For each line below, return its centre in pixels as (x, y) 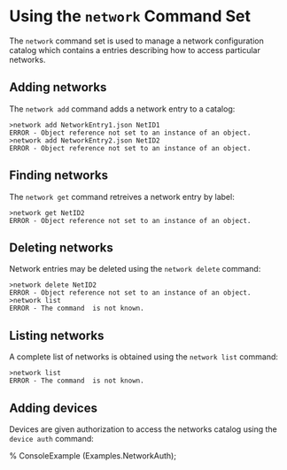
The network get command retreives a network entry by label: (122, 196)
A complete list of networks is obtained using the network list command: (144, 357)
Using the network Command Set (130, 16)
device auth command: (52, 439)
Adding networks (58, 87)
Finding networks (59, 176)
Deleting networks (61, 247)
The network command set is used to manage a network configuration (136, 41)
